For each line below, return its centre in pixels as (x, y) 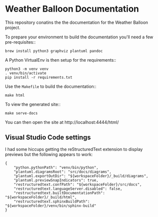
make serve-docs (21, 113)
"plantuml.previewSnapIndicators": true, (56, 180)
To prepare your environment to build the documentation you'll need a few (79, 37)
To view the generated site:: (33, 104)
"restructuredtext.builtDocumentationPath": (59, 193)
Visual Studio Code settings (48, 138)
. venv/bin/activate (26, 73)
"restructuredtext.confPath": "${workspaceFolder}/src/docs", (78, 184)
